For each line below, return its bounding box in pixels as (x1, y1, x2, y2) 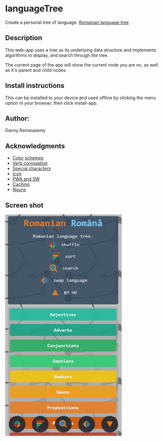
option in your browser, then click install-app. (5, 100, 98, 106)
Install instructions (5, 81, 65, 90)
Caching (12, 182, 30, 188)
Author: (5, 114, 30, 123)
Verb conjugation (12, 160, 48, 166)
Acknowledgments (5, 142, 66, 150)
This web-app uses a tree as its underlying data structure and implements (5, 47, 157, 53)
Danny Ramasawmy (5, 127, 46, 133)
